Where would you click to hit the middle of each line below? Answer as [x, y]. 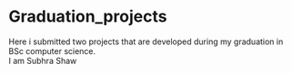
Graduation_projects [88, 17]
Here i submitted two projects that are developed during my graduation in [146, 41]
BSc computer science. [52, 50]
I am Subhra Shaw [43, 60]
